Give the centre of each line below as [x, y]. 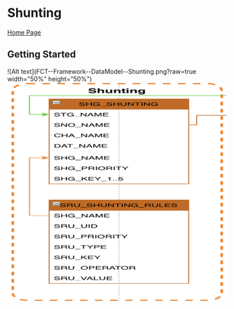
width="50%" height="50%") [50, 79]
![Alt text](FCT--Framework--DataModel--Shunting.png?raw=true [102, 71]
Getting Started [42, 54]
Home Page [24, 32]
